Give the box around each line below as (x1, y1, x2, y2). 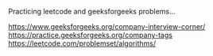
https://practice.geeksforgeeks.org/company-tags (8, 31, 173, 39)
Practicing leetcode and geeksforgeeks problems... (8, 7, 176, 16)
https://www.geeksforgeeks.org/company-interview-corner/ (8, 22, 206, 31)
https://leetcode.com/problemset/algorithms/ (8, 39, 157, 48)
